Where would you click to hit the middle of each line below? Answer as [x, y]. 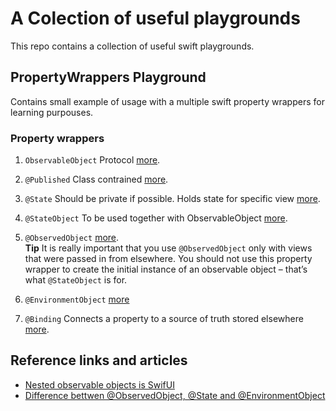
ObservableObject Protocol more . [92, 160]
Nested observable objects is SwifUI [99, 384]
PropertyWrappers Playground [108, 77]
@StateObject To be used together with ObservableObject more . [156, 218]
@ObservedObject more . [72, 238]
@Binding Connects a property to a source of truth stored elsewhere [164, 319]
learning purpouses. [52, 112]
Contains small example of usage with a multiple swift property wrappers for [167, 101]
